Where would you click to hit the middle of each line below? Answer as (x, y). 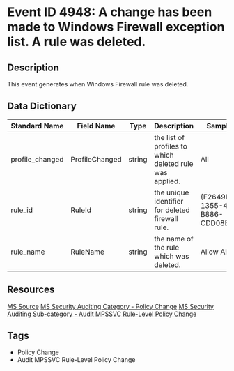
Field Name (96, 126)
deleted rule (174, 163)
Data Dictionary (42, 106)
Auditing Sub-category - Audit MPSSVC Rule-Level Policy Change (102, 314)
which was (172, 256)
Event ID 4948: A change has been (110, 12)
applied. (167, 181)
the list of (170, 137)
